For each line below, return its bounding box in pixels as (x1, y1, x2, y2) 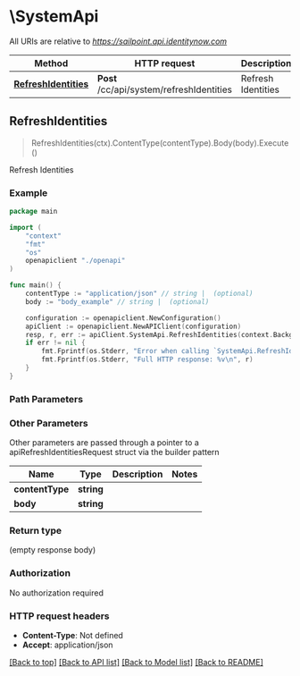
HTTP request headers (9, 610, 110, 622)
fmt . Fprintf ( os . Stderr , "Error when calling (41, 347, 210, 356)
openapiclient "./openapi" (25, 257, 126, 266)
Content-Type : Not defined (21, 630, 123, 640)
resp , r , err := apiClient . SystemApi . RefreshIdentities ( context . (25, 330, 274, 339)
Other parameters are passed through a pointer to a (9, 437, 199, 448)
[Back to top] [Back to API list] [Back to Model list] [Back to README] (9, 656, 263, 667)
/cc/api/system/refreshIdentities (96, 83, 232, 96)
